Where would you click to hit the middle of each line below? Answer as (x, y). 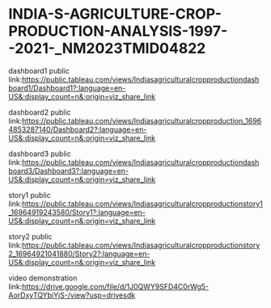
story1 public (30, 195)
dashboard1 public (39, 70)
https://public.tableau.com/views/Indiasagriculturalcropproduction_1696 (142, 120)
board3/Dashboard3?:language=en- (69, 171)
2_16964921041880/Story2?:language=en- (79, 253)
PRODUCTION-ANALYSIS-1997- (118, 31)
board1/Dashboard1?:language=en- (67, 88)
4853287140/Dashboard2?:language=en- (78, 129)
